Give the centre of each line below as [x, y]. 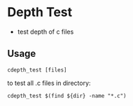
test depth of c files [45, 32]
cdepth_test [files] [37, 70]
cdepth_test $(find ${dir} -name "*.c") [67, 95]
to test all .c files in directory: [49, 83]
